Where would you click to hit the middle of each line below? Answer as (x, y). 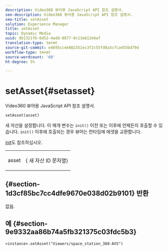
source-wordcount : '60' (30, 57)
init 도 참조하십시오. (24, 143)
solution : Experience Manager (37, 24)
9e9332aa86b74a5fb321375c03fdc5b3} (71, 232)
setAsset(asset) (22, 115)
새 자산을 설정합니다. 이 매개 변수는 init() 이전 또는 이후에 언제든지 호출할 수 (81, 126)
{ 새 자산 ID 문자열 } (47, 161)
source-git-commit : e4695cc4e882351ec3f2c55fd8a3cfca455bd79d (72, 48)
